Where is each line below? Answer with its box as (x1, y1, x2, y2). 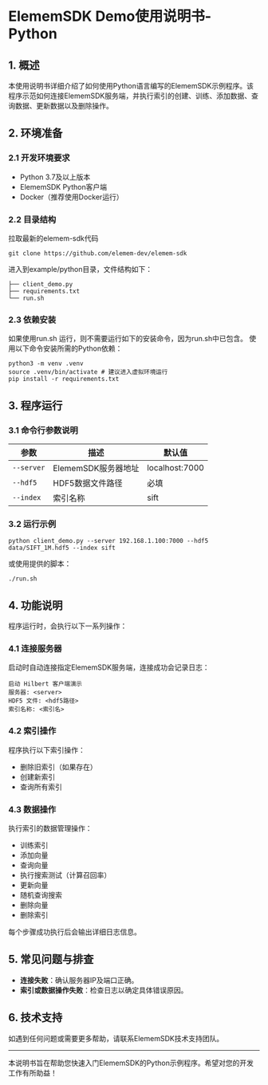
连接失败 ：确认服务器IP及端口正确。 (19, 975, 139, 985)
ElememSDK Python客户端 (19, 182, 108, 191)
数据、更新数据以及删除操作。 (14, 101, 113, 110)
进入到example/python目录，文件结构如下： (8, 264, 153, 273)
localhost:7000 (147, 462, 205, 473)
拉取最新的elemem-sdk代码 (8, 233, 99, 243)
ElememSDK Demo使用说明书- (8, 7, 212, 26)
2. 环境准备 (8, 127, 63, 140)
